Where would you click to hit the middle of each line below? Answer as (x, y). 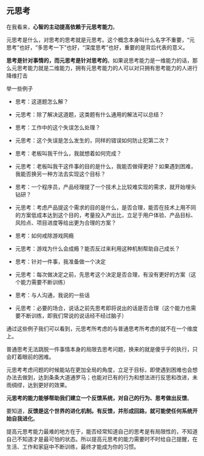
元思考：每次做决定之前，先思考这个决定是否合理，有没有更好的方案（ (103, 274)
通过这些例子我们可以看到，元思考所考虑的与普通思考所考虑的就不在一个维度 (102, 329)
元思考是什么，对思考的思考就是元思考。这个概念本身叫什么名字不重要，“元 (101, 40)
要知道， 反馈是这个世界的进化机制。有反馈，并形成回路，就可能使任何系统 (99, 411)
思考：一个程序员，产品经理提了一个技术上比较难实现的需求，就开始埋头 (105, 187)
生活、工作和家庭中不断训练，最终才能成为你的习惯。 (73, 446)
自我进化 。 (25, 418)
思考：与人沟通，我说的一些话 (52, 295)
